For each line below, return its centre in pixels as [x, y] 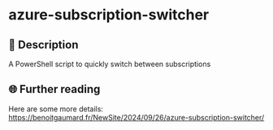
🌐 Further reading [54, 89]
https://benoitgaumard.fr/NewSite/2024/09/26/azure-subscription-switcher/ [136, 117]
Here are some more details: [56, 109]
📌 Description [43, 45]
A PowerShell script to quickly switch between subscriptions [110, 64]
